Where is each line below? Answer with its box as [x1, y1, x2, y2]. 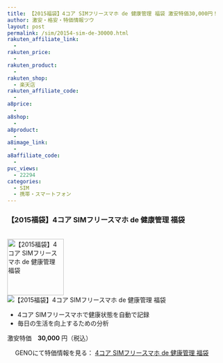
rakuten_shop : [7, 74, 49, 82]
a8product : [7, 126, 39, 133]
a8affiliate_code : [7, 152, 60, 160]
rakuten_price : [7, 49, 51, 56]
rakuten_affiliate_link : [7, 36, 79, 43]
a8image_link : [7, 140, 49, 146]
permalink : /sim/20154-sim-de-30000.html [7, 29, 129, 37]
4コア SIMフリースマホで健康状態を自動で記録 [17, 310, 150, 319]
